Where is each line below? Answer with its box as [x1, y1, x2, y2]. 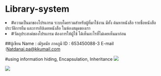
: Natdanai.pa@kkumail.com [5, 46, 61, 52]
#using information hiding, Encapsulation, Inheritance [5, 56, 113, 62]
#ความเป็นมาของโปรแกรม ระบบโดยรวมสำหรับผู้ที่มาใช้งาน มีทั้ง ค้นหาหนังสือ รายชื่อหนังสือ [11, 20, 156, 25]
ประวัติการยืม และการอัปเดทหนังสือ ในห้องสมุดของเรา [5, 25, 91, 31]
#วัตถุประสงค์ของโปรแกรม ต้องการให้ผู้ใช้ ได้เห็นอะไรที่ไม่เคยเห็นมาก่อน [11, 30, 126, 36]
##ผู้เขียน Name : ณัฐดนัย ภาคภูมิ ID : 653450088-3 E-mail [5, 40, 114, 46]
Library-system [5, 3, 69, 15]
